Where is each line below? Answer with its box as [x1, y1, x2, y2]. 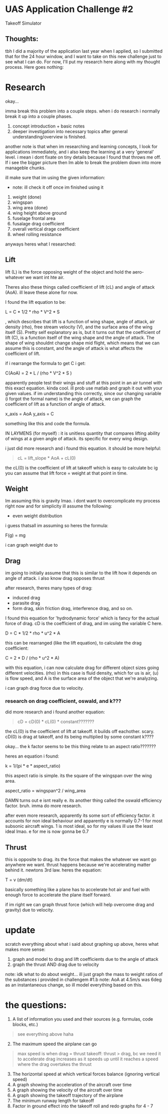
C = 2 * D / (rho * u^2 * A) [5, 655, 60, 661]
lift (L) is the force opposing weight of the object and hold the [5, 269, 131, 275]
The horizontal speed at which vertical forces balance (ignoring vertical [12, 1071, 160, 1077]
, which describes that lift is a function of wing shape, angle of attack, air [5, 318, 155, 324]
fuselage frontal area [12, 215, 56, 221]
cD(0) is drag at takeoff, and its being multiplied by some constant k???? [5, 734, 154, 740]
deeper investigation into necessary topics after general [12, 128, 128, 134]
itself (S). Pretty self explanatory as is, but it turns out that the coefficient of [5, 329, 161, 335]
